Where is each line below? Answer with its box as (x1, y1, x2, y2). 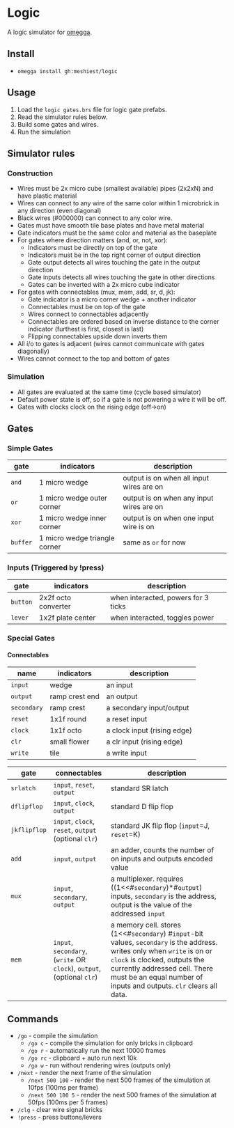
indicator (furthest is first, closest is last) (27, 325, 144, 334)
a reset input (106, 714, 148, 723)
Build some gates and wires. (17, 120, 99, 128)
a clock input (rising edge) (106, 726, 193, 735)
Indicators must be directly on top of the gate (27, 244, 158, 252)
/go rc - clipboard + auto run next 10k (27, 1053, 137, 1063)
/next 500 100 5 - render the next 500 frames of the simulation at (27, 1091, 217, 1099)
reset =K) (110, 829, 141, 839)
